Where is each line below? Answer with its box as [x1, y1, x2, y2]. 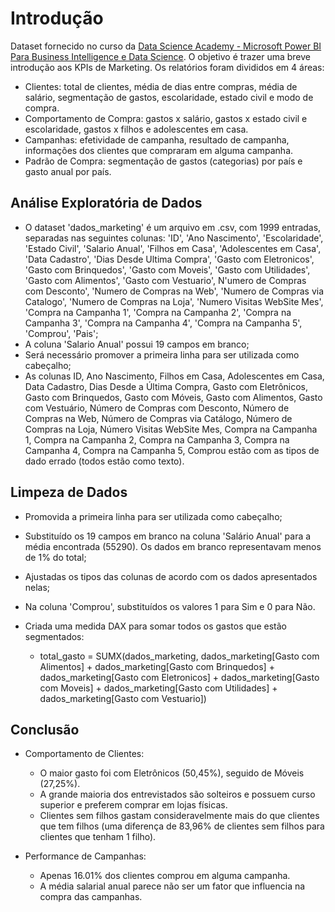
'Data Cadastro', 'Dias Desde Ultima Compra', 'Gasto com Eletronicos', [24, 253, 315, 265]
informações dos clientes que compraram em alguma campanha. [24, 144, 294, 156]
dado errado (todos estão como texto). [24, 455, 185, 467]
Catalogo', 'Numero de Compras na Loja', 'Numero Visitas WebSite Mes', [24, 295, 324, 307]
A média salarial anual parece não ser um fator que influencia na [39, 880, 306, 892]
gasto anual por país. [24, 165, 112, 177]
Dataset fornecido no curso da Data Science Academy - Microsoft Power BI [10, 40, 322, 52]
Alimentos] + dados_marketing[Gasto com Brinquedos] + [39, 660, 275, 672]
